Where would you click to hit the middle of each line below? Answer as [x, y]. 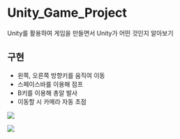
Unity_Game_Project [67, 13]
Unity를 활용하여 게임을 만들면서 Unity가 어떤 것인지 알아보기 [90, 33]
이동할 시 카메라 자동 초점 [52, 101]
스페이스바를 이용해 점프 [50, 84]
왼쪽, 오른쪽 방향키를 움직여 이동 [61, 75]
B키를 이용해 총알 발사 [47, 93]
